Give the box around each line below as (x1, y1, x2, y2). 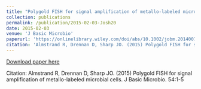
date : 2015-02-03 (6, 25, 50, 31)
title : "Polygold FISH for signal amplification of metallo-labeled (6, 8, 181, 15)
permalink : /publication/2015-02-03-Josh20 (6, 20, 117, 26)
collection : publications (6, 14, 71, 20)
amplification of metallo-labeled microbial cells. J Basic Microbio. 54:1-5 (6, 75, 184, 83)
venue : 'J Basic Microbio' (6, 31, 74, 37)
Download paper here (6, 58, 60, 65)
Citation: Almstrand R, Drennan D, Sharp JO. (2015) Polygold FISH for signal (6, 69, 193, 77)
